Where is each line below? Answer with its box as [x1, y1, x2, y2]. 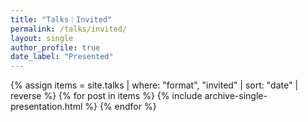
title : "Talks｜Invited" [10, 14, 113, 25]
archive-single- [204, 90, 268, 102]
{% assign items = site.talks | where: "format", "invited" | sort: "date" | [10, 79, 299, 91]
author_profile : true [10, 42, 101, 53]
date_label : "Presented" [10, 52, 114, 62]
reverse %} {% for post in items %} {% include [10, 90, 203, 102]
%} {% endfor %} [84, 101, 157, 113]
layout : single [10, 33, 74, 43]
